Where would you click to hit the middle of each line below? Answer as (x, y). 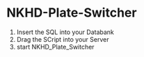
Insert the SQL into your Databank (65, 32)
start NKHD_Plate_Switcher (55, 47)
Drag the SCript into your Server (63, 39)
